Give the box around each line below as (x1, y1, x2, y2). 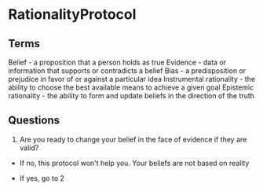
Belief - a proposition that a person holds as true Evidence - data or (8, 57, 227, 67)
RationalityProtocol (8, 6, 137, 24)
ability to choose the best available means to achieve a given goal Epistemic (8, 83, 254, 92)
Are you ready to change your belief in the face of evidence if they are (19, 134, 247, 144)
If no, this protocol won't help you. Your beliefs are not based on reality (19, 158, 250, 167)
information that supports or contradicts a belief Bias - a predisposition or (8, 66, 247, 75)
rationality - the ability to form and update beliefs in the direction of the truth (8, 91, 255, 100)
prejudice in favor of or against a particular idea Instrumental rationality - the (8, 75, 256, 83)
